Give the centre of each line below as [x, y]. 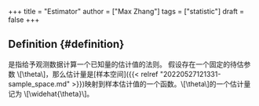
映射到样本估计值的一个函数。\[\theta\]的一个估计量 [168, 84]
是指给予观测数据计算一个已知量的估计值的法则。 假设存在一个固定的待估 [126, 64]
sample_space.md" [39, 84]
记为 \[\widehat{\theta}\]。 [51, 93]
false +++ [24, 20]
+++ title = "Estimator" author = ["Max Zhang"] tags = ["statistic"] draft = [126, 11]
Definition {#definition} [66, 44]
